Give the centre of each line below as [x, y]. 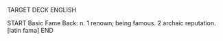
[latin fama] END [30, 30]
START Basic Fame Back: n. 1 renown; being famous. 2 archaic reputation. [111, 23]
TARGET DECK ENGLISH [42, 10]
